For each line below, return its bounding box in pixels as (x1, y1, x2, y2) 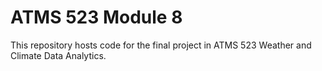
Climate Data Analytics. (10, 49, 107, 61)
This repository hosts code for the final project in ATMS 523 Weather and (10, 39, 312, 51)
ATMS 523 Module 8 (10, 6, 183, 29)
